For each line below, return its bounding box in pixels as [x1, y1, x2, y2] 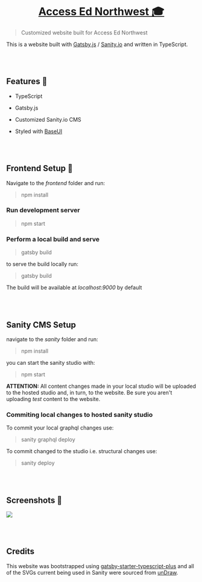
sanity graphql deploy [21, 436, 75, 443]
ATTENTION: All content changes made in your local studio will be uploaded [6, 382, 197, 390]
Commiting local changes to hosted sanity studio [6, 410, 153, 419]
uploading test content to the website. [6, 395, 101, 402]
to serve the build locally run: [6, 261, 78, 268]
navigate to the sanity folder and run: [6, 335, 98, 342]
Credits [6, 546, 35, 557]
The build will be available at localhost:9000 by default [6, 284, 142, 291]
